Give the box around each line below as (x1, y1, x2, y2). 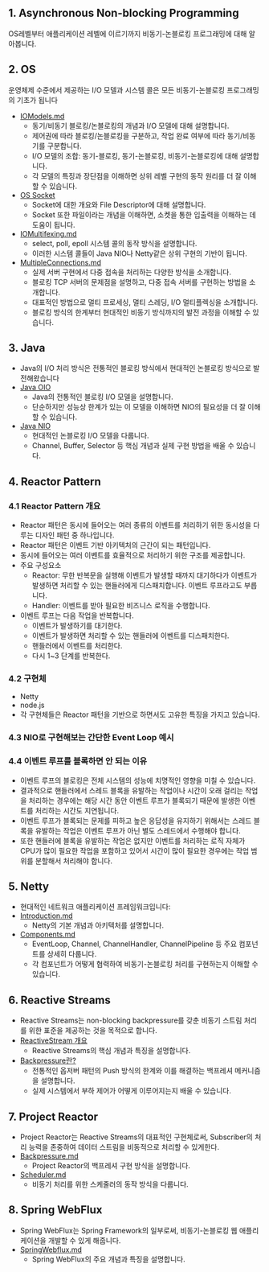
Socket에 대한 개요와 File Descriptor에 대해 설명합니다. (31, 200, 206, 209)
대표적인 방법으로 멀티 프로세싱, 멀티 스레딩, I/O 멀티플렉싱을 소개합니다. (31, 297, 259, 307)
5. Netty (8, 880, 50, 894)
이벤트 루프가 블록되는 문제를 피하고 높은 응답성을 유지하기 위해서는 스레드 (19, 816, 252, 825)
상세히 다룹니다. (47, 949, 97, 959)
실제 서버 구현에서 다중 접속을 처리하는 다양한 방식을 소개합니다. (31, 267, 231, 277)
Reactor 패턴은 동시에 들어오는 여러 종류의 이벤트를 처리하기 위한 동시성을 (19, 521, 251, 530)
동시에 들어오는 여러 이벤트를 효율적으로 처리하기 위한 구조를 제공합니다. (19, 550, 246, 560)
